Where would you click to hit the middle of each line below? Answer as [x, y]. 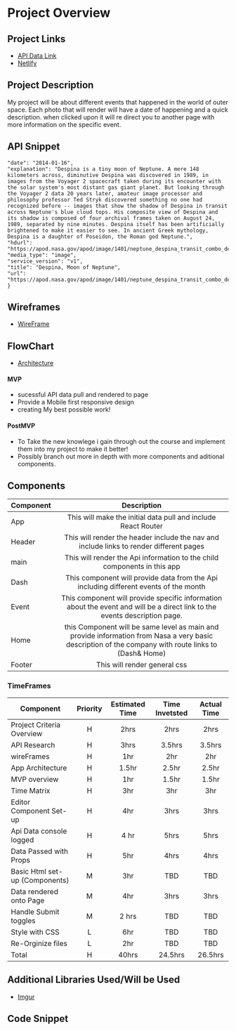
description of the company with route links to [142, 645]
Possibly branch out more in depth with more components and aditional [121, 456]
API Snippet [34, 146]
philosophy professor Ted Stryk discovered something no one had [105, 199]
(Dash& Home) [142, 653]
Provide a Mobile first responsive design [76, 402]
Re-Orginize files [39, 943]
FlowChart [31, 346]
